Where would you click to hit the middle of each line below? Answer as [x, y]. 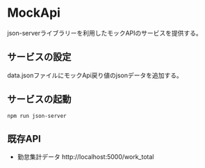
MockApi [34, 13]
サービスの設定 [39, 57]
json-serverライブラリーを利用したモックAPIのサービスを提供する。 [105, 33]
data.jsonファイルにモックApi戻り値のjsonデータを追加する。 [95, 75]
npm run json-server [37, 116]
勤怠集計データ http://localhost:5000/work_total [85, 157]
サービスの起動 [39, 99]
